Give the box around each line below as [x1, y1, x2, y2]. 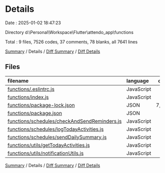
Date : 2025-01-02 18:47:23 [5, 20, 61, 26]
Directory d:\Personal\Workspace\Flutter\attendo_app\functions [5, 29, 134, 35]
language [126, 77, 149, 84]
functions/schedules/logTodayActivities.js [7, 126, 104, 133]
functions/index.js [7, 94, 49, 101]
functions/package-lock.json [7, 102, 75, 108]
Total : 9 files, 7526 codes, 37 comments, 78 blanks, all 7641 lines [5, 38, 138, 45]
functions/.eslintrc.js [7, 85, 55, 92]
